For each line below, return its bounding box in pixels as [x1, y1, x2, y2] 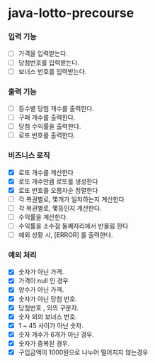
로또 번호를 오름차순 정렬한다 [18, 186, 98, 194]
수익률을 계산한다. [18, 212, 68, 221]
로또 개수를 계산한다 [18, 168, 74, 177]
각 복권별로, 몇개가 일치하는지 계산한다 [18, 194, 125, 204]
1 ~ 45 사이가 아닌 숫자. [18, 321, 84, 330]
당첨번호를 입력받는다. [18, 58, 80, 67]
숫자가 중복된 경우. [18, 339, 70, 347]
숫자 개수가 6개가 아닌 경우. [18, 330, 94, 339]
